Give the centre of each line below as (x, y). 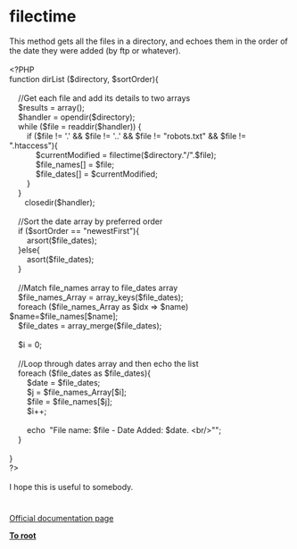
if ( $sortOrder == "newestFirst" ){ (78, 230)
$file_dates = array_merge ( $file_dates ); (90, 325)
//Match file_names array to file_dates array (98, 287)
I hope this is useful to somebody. (71, 487)
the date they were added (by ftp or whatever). (95, 50)
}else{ (29, 250)
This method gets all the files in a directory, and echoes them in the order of (148, 41)
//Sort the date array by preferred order (90, 221)
